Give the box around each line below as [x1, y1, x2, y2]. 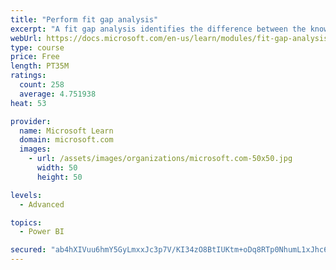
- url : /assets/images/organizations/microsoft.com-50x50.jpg [28, 154, 293, 164]
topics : [10, 217, 43, 228]
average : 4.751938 [19, 89, 97, 99]
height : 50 [36, 172, 83, 182]
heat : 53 [10, 98, 47, 108]
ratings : [10, 71, 47, 81]
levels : [10, 190, 43, 200]
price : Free [10, 52, 60, 62]
